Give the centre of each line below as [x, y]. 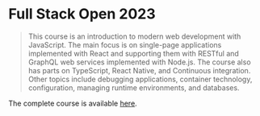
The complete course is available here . [73, 103]
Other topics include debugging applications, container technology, [140, 79]
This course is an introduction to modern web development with [134, 36]
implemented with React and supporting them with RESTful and [134, 53]
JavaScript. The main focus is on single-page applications [125, 44]
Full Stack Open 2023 [82, 14]
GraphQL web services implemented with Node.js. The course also [140, 62]
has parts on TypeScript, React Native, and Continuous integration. [139, 70]
